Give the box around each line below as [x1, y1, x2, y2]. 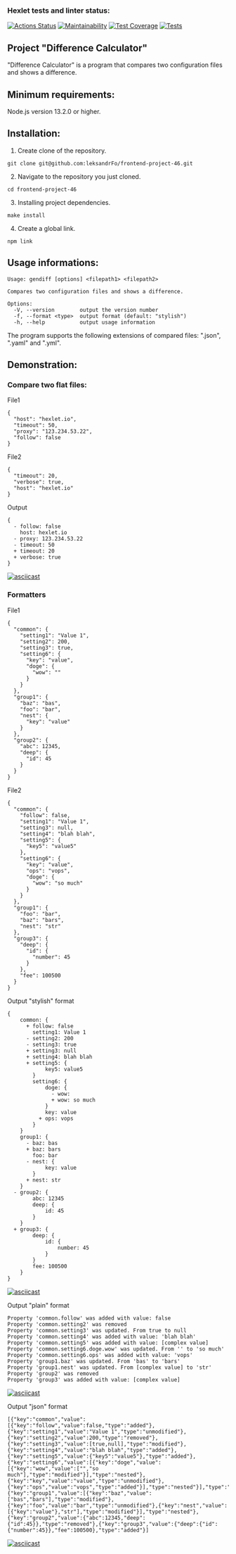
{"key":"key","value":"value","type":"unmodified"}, [7, 1477, 165, 1484]
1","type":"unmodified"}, [111, 1428, 188, 1435]
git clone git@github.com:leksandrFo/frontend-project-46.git [7, 160, 193, 167]
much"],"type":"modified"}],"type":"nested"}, [7, 1471, 146, 1478]
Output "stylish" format [7, 997, 74, 1005]
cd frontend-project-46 [7, 186, 77, 193]
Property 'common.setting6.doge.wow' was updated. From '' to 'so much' [7, 1345, 225, 1353]
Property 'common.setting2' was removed [7, 1320, 128, 1328]
